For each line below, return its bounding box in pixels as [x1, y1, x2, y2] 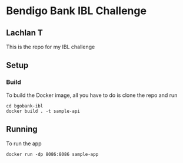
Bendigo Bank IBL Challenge [6, 4, 147, 18]
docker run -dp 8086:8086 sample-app [6, 151, 99, 157]
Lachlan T [6, 28, 43, 38]
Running [6, 124, 38, 134]
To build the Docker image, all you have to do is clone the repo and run [6, 92, 178, 99]
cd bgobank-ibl [6, 103, 44, 109]
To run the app [6, 140, 42, 147]
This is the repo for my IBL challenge [6, 43, 95, 50]
